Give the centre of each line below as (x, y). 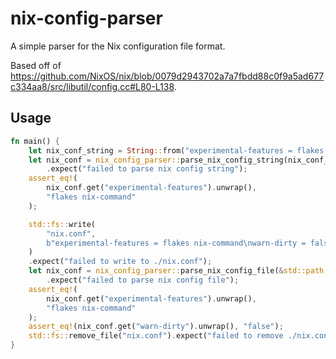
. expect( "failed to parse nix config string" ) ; (147, 169)
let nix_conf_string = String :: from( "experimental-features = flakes (176, 150)
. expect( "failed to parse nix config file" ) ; (143, 280)
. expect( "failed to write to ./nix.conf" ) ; (120, 262)
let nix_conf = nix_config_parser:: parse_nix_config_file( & (156, 271)
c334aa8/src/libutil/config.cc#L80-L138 (92, 86)
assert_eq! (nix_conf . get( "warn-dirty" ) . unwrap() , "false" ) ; (156, 327)
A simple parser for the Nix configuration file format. (118, 46)
